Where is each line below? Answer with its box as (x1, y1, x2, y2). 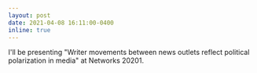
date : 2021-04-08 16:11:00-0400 (8, 19, 114, 27)
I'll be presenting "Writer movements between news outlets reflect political (8, 48, 250, 57)
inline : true (8, 26, 51, 34)
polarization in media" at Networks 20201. (8, 56, 144, 65)
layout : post (8, 11, 51, 20)
